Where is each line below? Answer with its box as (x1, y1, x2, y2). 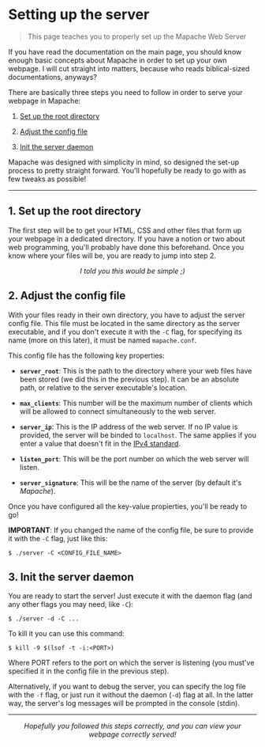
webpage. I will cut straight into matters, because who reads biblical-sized (8, 63, 250, 73)
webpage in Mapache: (8, 96, 81, 105)
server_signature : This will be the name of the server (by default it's (19, 477, 242, 487)
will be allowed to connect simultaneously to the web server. (19, 406, 217, 416)
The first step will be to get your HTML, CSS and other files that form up (8, 226, 242, 235)
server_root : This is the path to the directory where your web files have (19, 366, 252, 375)
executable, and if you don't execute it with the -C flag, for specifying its (8, 327, 242, 336)
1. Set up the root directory (8, 204, 142, 218)
